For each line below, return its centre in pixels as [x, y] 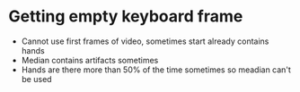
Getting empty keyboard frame [126, 17]
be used [36, 79]
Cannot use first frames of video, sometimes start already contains [145, 41]
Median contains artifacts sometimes [90, 60]
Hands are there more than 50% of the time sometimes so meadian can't [156, 70]
